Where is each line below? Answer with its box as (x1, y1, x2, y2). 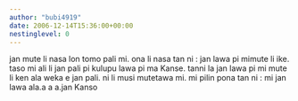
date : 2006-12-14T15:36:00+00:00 (9, 21, 134, 30)
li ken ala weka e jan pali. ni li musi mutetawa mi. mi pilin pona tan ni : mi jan (9, 73, 287, 83)
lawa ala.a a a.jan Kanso (9, 82, 98, 93)
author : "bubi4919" (9, 12, 82, 22)
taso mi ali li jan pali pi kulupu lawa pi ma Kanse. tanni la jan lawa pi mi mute (9, 63, 287, 74)
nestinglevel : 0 (9, 29, 70, 38)
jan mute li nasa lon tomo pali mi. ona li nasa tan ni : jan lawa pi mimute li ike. (9, 54, 290, 65)
